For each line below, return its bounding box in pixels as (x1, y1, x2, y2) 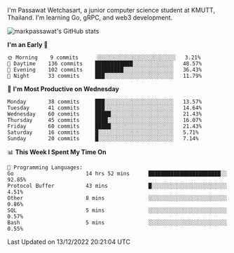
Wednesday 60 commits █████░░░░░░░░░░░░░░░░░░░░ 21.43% (7, 111, 202, 118)
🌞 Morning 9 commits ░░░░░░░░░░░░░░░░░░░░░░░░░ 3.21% (7, 54, 201, 61)
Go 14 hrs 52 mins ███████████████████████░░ (7, 170, 228, 177)
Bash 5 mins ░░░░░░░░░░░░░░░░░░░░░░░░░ (7, 219, 228, 226)
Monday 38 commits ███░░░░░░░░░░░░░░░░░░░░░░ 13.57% (7, 98, 202, 105)
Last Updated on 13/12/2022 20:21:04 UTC (7, 238, 131, 246)
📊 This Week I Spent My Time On (7, 148, 106, 156)
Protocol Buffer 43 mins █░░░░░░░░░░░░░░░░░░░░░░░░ (7, 182, 228, 189)
